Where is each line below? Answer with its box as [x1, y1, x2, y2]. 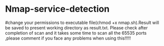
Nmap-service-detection [5, 3, 110, 15]
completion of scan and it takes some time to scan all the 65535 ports [5, 30, 147, 36]
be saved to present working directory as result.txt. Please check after [5, 24, 148, 30]
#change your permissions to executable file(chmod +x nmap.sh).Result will [5, 20, 159, 25]
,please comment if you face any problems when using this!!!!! [5, 35, 131, 41]
